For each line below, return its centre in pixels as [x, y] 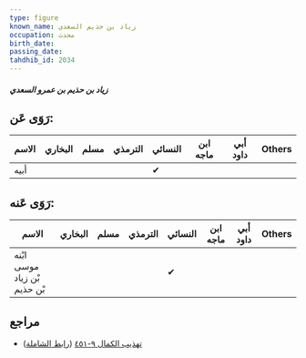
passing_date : [36, 52]
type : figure [34, 18]
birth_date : [32, 43]
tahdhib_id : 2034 [42, 60]
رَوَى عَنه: [32, 203]
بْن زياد [27, 278]
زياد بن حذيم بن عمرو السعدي [59, 89]
